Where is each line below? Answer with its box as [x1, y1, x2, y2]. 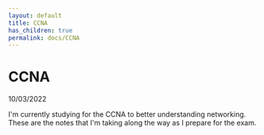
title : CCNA [8, 19, 48, 27]
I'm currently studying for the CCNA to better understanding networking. [8, 110, 247, 119]
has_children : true [8, 26, 73, 34]
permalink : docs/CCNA [8, 33, 80, 42]
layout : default [8, 11, 62, 20]
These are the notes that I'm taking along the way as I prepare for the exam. [8, 118, 257, 128]
